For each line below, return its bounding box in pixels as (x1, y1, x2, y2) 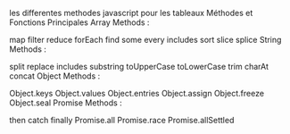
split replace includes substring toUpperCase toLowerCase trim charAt (9, 62, 269, 71)
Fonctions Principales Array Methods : (9, 17, 150, 28)
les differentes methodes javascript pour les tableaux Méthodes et (9, 8, 253, 18)
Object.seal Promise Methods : (9, 97, 122, 108)
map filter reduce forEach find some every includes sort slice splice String (9, 35, 282, 45)
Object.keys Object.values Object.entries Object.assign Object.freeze (9, 88, 265, 98)
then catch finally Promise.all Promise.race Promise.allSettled (9, 115, 235, 125)
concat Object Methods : (9, 71, 101, 81)
